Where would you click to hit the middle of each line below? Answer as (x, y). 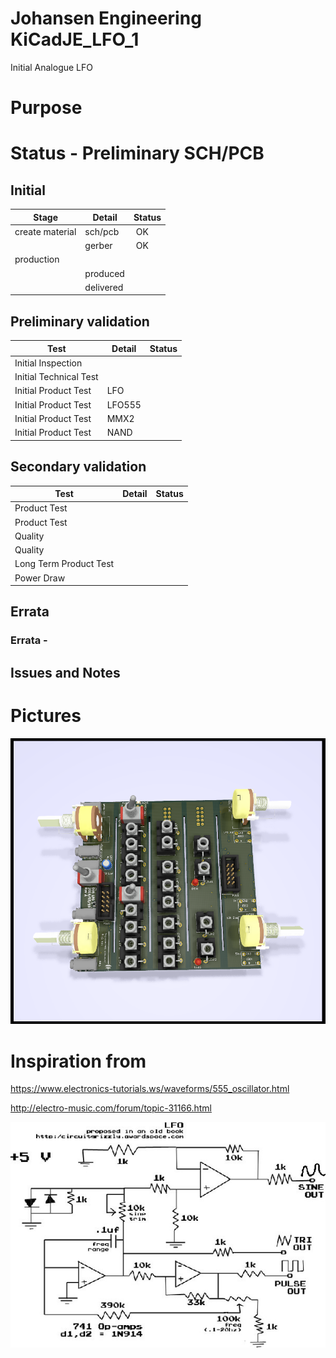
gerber (98, 246)
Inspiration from (78, 1061)
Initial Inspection (48, 363)
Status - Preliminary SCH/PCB (137, 153)
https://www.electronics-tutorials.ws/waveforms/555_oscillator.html (150, 1089)
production (37, 259)
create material (45, 231)
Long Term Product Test (64, 564)
